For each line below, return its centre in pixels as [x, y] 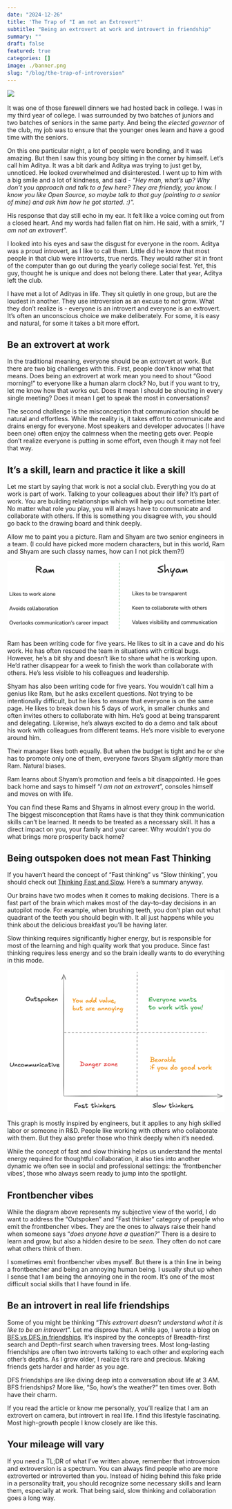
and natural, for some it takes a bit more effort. [74, 323]
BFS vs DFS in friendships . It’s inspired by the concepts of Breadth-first [109, 1337]
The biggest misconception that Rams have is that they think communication [116, 814]
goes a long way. [31, 1498]
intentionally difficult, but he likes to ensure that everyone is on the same [110, 701]
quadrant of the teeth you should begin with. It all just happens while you [110, 918]
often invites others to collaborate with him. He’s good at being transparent [113, 715]
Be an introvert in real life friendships [89, 1306]
